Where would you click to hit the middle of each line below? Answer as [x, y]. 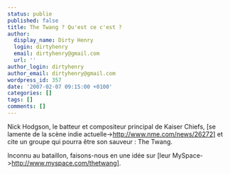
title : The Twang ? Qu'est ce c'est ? [65, 27]
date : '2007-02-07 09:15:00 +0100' [60, 87]
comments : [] [27, 107]
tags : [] [20, 100]
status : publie [30, 14]
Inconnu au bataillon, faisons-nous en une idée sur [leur [89, 155]
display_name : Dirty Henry [54, 40]
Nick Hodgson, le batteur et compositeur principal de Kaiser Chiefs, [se [112, 126]
